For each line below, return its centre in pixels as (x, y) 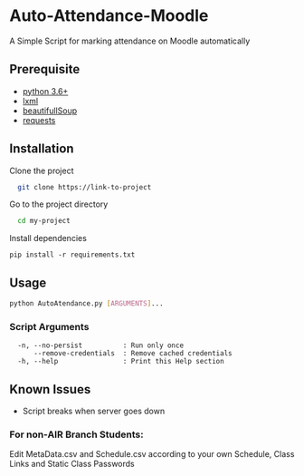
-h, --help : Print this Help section (121, 362)
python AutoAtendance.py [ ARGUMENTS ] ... (87, 304)
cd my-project (44, 221)
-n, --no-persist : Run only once (100, 345)
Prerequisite (45, 69)
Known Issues (50, 389)
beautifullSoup (50, 111)
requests (39, 120)
